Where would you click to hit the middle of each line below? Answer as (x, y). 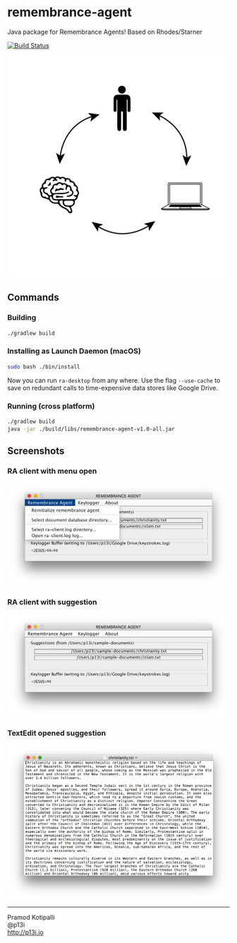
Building (22, 318)
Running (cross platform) (51, 406)
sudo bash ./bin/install (44, 367)
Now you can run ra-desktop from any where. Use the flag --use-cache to (114, 380)
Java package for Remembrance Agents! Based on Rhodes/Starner (105, 32)
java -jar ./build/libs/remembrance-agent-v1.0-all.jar (91, 429)
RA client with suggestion (52, 602)
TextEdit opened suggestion (57, 733)
